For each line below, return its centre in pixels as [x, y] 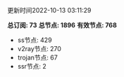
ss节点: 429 [35, 40]
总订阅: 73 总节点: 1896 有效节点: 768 [62, 25]
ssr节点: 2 [32, 66]
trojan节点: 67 [37, 57]
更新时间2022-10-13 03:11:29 [49, 10]
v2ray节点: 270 [39, 49]
